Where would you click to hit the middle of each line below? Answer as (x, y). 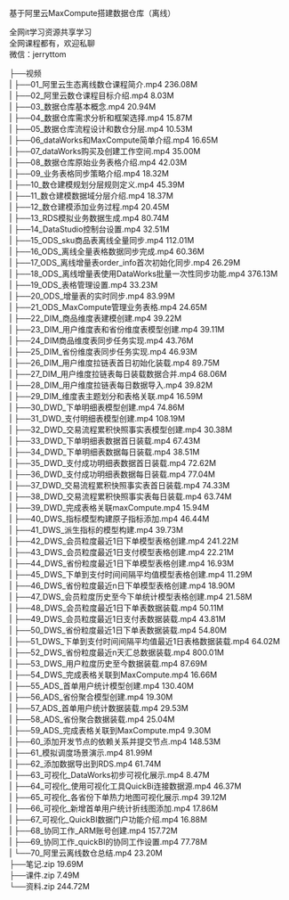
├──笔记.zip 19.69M (47, 864)
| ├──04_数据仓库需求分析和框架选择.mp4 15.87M (101, 118)
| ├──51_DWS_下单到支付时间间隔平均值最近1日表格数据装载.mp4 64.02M (144, 641)
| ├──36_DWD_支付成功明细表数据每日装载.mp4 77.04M (112, 474)
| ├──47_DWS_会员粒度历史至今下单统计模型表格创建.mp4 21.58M (131, 597)
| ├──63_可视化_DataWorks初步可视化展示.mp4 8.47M (110, 775)
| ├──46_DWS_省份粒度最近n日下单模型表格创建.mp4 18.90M (122, 585)
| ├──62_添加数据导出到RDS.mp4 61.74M (85, 764)
